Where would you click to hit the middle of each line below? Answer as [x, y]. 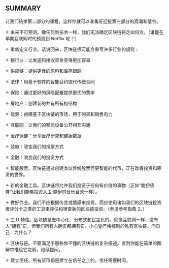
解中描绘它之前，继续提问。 [34, 249]
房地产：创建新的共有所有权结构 [43, 103]
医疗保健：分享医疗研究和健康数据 [46, 136]
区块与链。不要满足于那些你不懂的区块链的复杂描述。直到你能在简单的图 [86, 243]
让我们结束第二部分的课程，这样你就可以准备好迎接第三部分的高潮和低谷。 [83, 21]
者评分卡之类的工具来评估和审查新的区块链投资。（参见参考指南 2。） [76, 209]
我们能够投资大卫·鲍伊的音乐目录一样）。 [58, 191]
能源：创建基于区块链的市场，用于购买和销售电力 [61, 114]
